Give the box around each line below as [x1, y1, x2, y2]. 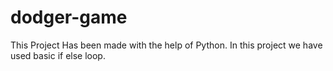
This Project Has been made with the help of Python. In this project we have [10, 39, 323, 51]
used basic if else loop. [10, 49, 106, 61]
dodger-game [10, 6, 128, 29]
